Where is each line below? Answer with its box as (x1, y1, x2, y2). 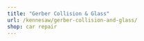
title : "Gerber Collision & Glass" (7, 10, 110, 17)
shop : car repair (7, 23, 57, 30)
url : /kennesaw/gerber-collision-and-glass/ (7, 17, 138, 24)
